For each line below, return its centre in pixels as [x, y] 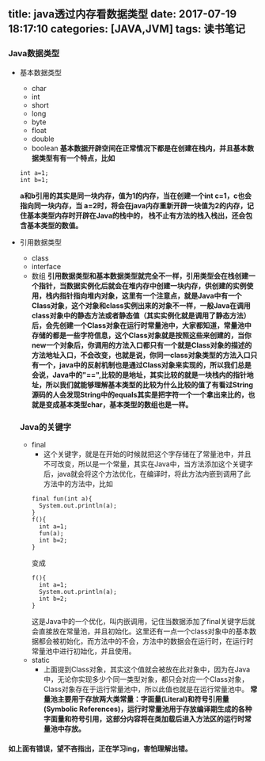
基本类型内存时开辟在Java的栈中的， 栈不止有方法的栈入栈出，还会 [136, 215]
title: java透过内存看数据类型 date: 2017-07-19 [123, 14]
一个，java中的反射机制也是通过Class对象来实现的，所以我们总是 [145, 365]
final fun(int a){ [62, 498]
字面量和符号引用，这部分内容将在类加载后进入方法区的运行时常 [147, 718]
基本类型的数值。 [55, 225]
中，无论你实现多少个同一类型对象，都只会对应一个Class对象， [146, 679]
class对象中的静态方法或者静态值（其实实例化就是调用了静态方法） [141, 315]
